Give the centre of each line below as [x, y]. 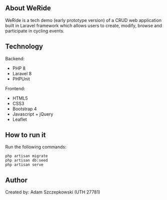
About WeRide [28, 8]
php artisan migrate [27, 156]
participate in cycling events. [35, 31]
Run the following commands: [36, 147]
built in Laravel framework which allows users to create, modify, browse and [84, 25]
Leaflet [20, 119]
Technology [24, 47]
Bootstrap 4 [24, 109]
